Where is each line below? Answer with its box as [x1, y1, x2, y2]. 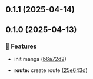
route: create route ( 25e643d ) [14, 67, 88, 74]
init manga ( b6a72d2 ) [14, 56, 67, 63]
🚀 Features [5, 42, 37, 50]
